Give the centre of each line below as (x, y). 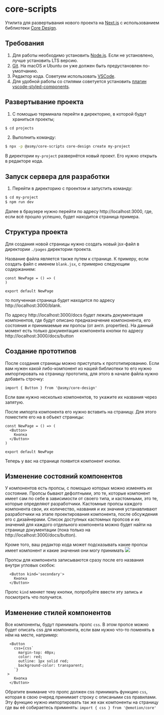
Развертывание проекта (45, 102)
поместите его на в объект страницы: (45, 417)
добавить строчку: (24, 379)
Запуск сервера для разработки (58, 176)
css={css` (24, 648)
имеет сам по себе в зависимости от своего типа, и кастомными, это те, (82, 499)
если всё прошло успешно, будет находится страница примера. (72, 216)
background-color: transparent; (51, 666)
